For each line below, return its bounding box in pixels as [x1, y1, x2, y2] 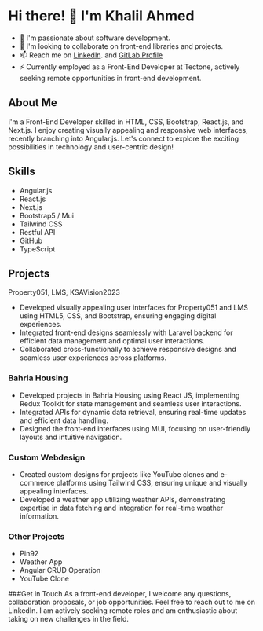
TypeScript [19, 244, 56, 254]
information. [19, 511, 59, 521]
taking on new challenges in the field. [8, 614, 130, 624]
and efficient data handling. [19, 416, 108, 425]
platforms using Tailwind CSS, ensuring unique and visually [56, 478, 248, 487]
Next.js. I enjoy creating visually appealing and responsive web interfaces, [8, 125, 249, 134]
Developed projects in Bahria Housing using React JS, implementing [19, 391, 240, 400]
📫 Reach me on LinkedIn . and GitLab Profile [19, 50, 163, 60]
